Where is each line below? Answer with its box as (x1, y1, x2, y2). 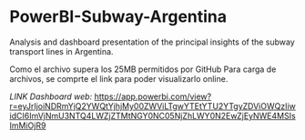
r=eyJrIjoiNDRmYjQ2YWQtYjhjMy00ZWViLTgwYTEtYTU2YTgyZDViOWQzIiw (9, 100, 296, 111)
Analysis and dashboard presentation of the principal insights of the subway (9, 36, 296, 47)
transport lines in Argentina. (9, 45, 114, 56)
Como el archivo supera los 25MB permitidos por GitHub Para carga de (9, 64, 277, 75)
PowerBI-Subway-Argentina (9, 6, 228, 27)
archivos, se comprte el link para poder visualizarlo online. (9, 73, 229, 84)
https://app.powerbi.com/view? (94, 91, 212, 102)
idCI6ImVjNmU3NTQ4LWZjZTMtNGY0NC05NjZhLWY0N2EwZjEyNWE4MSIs (9, 110, 296, 121)
